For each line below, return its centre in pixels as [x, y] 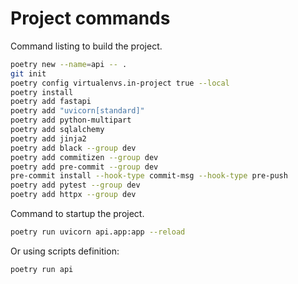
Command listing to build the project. [86, 46]
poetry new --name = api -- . [69, 64]
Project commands [90, 18]
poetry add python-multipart [71, 120]
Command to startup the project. [77, 214]
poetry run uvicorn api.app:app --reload [98, 232]
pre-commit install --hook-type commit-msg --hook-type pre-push [149, 176]
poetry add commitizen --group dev [84, 157]
